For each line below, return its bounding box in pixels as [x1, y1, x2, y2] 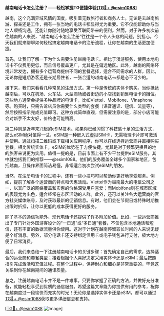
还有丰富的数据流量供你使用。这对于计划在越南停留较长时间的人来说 [13, 226, 150, 232]
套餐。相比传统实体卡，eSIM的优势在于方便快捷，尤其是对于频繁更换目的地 [5, 144, 157, 150]
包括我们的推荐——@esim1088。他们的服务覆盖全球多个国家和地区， [13, 157, 153, 162]
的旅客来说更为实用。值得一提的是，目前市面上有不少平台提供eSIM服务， [5, 150, 152, 156]
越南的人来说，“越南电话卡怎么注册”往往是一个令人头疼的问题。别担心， [9, 34, 155, 39]
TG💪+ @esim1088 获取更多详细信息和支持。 [5, 296, 93, 301]
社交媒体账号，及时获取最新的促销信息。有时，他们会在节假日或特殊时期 [9, 198, 155, 203]
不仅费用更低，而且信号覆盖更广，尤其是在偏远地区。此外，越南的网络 [13, 62, 155, 68]
